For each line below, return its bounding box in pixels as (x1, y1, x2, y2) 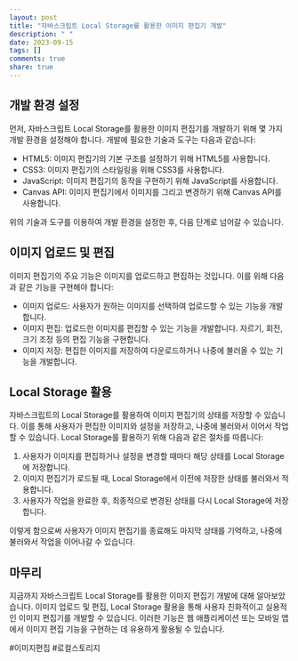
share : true (9, 63, 53, 72)
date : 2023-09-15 (9, 37, 74, 47)
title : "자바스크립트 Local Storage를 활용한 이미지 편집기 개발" (9, 21, 227, 30)
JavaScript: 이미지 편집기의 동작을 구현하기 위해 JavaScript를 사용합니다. (21, 175, 278, 186)
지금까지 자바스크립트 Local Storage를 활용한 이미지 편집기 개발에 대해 (9, 591, 255, 601)
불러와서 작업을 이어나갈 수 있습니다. (9, 536, 135, 547)
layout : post (9, 12, 58, 22)
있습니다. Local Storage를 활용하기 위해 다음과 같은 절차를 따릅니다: (28, 432, 264, 443)
